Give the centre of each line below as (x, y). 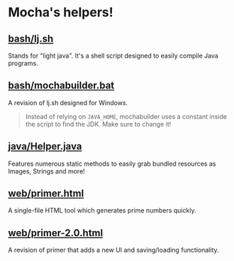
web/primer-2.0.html (56, 233)
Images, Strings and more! (47, 171)
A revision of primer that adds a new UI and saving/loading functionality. (113, 250)
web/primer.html (46, 194)
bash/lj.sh (31, 39)
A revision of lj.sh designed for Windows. (68, 102)
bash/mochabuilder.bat (61, 86)
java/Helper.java (45, 147)
